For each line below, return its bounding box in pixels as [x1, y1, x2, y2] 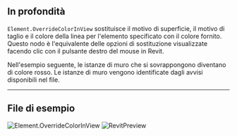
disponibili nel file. [7, 75, 60, 84]
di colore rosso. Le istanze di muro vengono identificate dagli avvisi [7, 68, 203, 76]
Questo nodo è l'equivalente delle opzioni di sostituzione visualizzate [7, 39, 208, 48]
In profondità [7, 6, 66, 18]
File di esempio [7, 102, 75, 115]
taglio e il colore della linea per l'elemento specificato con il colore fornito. [7, 32, 222, 40]
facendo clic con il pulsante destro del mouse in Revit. [7, 47, 164, 55]
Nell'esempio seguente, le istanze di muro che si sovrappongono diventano [7, 60, 226, 69]
